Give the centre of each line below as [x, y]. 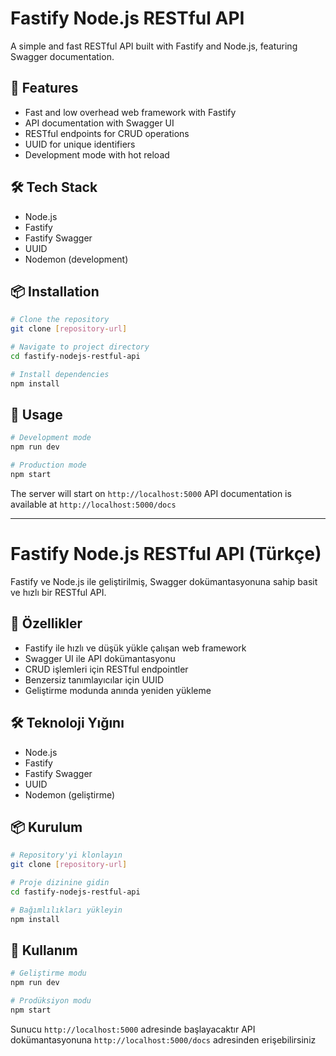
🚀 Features [44, 88]
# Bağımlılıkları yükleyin [66, 910]
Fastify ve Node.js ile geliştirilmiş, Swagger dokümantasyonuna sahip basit [164, 581]
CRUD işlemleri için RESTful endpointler [106, 669]
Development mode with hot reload [97, 154]
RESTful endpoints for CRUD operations [107, 133]
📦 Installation [55, 291]
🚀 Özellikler [46, 623]
